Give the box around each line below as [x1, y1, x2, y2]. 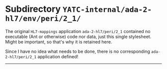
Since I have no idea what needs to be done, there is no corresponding [5, 48, 151, 54]
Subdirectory [5, 3, 61, 15]
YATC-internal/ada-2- [63, 5, 152, 14]
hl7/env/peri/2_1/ [5, 14, 81, 23]
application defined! [37, 53, 79, 60]
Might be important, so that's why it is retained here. [5, 38, 112, 45]
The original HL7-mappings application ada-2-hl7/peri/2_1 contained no [5, 28, 151, 34]
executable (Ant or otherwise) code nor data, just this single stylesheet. [5, 34, 152, 39]
